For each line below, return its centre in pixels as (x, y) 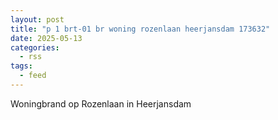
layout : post (37, 19)
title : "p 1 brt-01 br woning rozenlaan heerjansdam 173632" (140, 29)
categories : (35, 47)
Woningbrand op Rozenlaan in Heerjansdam (101, 103)
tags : (21, 66)
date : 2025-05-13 (46, 38)
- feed (33, 76)
